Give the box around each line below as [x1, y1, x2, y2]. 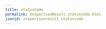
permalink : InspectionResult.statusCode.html [5, 12, 101, 17]
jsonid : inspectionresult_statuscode [5, 16, 84, 21]
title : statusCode [5, 7, 43, 12]
